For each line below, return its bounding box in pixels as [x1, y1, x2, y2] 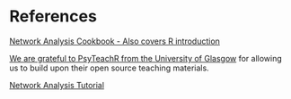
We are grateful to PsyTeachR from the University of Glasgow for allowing [9, 53, 283, 63]
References [9, 6, 97, 27]
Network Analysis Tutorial [9, 79, 105, 90]
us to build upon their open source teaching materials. [9, 62, 209, 73]
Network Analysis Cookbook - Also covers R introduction [9, 36, 220, 46]
